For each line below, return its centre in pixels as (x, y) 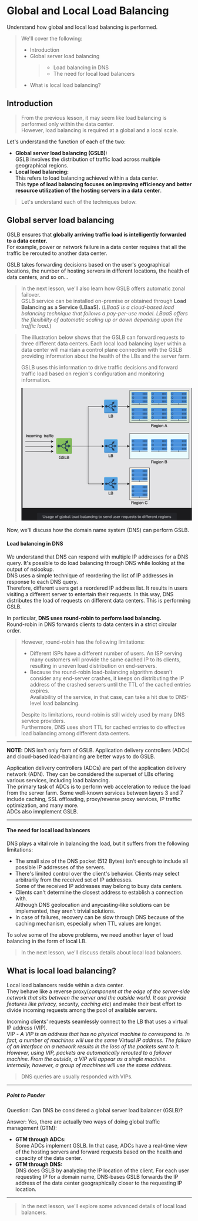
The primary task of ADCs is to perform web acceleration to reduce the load (99, 786)
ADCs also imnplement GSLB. (43, 811)
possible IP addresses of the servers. (60, 867)
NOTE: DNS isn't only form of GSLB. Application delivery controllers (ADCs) (98, 750)
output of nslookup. (31, 569)
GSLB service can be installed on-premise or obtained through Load (104, 301)
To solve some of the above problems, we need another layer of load (90, 934)
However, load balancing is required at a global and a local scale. (100, 130)
